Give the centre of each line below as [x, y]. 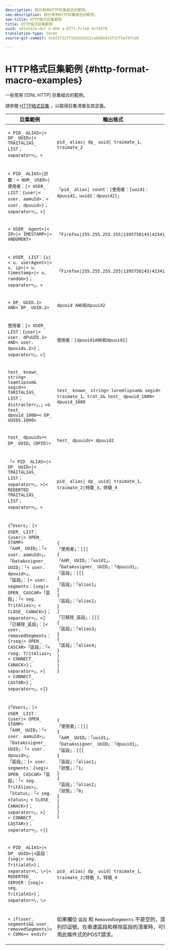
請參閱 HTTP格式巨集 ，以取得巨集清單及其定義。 [57, 106]
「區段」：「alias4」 [78, 645]
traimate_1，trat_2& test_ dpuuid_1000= [106, 396]
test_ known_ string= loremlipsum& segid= [109, 390]
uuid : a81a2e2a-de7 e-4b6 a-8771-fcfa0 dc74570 [56, 29]
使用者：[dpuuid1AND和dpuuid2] [92, 340]
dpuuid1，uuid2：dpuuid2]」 [89, 196]
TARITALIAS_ [22, 392]
